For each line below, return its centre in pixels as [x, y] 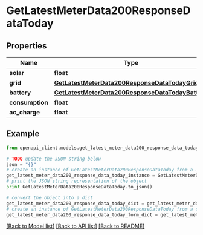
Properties [27, 46]
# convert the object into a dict [50, 197]
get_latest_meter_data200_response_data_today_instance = [81, 176]
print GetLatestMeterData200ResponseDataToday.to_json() [79, 187]
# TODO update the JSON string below [54, 159]
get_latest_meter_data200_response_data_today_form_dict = [82, 215]
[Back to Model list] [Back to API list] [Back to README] [76, 226]
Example [23, 134]
